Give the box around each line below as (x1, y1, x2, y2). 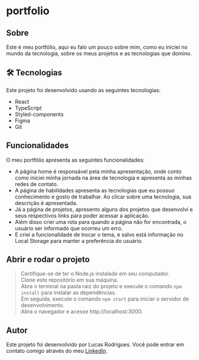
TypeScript (14, 104, 42, 111)
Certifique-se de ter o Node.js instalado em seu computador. (20, 270, 170, 277)
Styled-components (14, 110, 64, 118)
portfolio (6, 4, 50, 18)
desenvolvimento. (20, 302, 65, 309)
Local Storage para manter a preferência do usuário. (14, 237, 144, 244)
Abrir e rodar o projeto (6, 254, 90, 265)
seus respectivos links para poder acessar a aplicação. (14, 212, 150, 219)
